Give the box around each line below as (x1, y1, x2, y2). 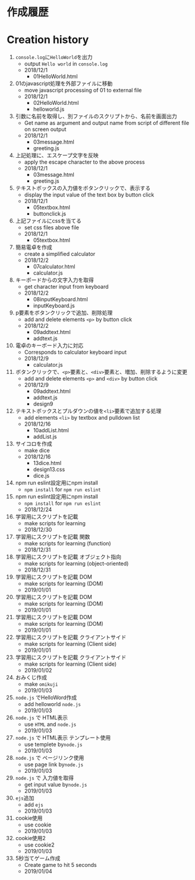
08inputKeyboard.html (33, 296, 88, 303)
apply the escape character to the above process (24, 158, 145, 166)
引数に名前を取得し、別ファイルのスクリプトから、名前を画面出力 (15, 113, 177, 120)
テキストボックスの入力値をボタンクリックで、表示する (15, 185, 151, 192)
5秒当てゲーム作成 (15, 855, 61, 862)
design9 (33, 400, 54, 408)
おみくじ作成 (15, 674, 47, 681)
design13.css (33, 466, 65, 473)
